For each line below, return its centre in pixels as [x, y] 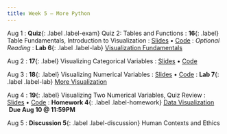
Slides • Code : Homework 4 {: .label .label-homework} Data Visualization [111, 102]
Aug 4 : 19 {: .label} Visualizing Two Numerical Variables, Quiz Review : [106, 95]
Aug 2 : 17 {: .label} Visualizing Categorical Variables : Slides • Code [102, 61]
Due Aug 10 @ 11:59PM [42, 109]
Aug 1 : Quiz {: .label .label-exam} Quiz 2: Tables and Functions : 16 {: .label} [113, 33]
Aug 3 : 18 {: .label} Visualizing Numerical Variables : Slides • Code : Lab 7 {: [113, 74]
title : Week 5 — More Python [49, 13]
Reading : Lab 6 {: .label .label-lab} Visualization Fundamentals [95, 47]
